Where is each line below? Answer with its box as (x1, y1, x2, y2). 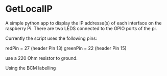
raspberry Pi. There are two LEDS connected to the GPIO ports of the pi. (5, 25, 157, 31)
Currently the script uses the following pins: (5, 35, 98, 41)
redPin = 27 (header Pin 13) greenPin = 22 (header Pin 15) (5, 45, 127, 51)
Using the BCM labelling (5, 65, 56, 71)
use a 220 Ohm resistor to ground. (5, 55, 78, 61)
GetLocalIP (5, 3, 53, 15)
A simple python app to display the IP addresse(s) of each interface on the (5, 20, 162, 26)
